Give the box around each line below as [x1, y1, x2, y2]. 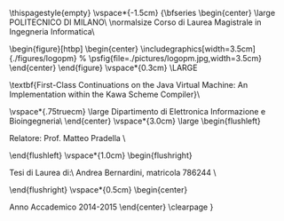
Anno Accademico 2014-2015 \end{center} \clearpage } [9, 201, 214, 212]
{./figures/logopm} [9, 53, 77, 63]
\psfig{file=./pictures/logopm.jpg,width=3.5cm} [88, 53, 263, 63]
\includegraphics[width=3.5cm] [140, 43, 256, 54]
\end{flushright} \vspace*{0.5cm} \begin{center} [9, 185, 188, 194]
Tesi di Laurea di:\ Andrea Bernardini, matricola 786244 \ [9, 168, 217, 178]
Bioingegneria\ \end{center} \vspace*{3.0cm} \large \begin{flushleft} [9, 115, 262, 126]
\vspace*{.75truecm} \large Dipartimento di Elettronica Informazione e [9, 107, 266, 116]
